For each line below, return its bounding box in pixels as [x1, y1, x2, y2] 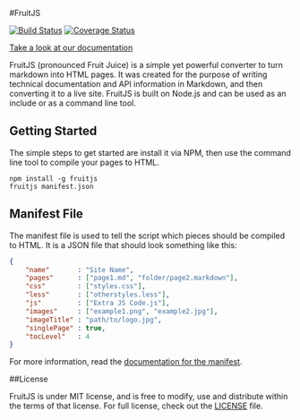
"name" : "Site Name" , [25, 265, 134, 274]
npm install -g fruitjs [9, 174, 99, 183]
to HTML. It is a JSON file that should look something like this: [9, 239, 237, 250]
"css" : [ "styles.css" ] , [25, 282, 146, 291]
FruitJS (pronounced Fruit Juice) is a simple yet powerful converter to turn [9, 60, 284, 70]
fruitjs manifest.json [9, 182, 94, 191]
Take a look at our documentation [9, 42, 133, 53]
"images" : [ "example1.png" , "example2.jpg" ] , [25, 306, 219, 316]
